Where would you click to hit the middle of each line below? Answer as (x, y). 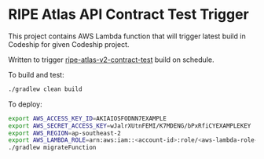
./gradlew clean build (45, 89)
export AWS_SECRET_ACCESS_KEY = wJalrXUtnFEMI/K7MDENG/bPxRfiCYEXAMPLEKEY (130, 126)
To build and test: (36, 74)
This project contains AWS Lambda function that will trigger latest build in (127, 36)
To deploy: (25, 104)
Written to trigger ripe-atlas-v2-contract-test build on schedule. (111, 60)
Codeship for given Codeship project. (69, 44)
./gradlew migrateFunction (52, 148)
